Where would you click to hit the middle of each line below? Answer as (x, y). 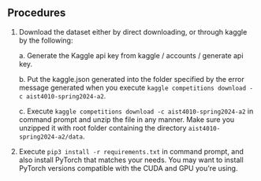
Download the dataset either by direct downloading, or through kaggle (133, 31)
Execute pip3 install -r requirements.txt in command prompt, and (131, 151)
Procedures (37, 13)
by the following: (46, 40)
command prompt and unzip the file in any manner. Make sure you (127, 119)
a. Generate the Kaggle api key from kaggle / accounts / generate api (131, 55)
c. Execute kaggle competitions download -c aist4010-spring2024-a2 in (136, 111)
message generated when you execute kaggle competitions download (132, 87)
